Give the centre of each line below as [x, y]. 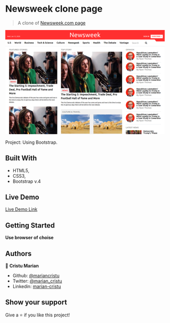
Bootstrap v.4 [27, 181]
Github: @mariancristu [36, 275]
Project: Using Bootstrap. [31, 142]
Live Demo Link [22, 209]
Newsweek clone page [54, 9]
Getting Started [30, 225]
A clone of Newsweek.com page [52, 23]
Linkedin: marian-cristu [37, 286]
